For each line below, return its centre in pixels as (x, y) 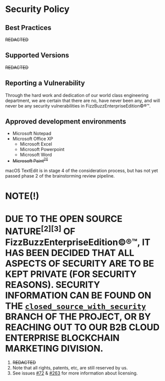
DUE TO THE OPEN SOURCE (64, 219)
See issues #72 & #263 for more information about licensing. (75, 373)
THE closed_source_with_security (76, 306)
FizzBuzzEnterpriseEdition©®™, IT (78, 242)
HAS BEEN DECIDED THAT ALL (70, 253)
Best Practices (28, 28)
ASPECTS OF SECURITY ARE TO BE (80, 263)
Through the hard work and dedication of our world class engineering (77, 95)
